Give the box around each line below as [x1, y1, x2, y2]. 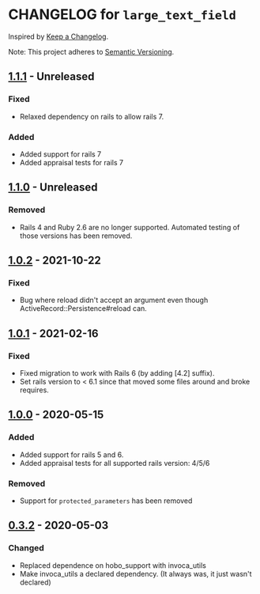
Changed [8, 543, 45, 554]
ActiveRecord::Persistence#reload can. [19, 304, 148, 313]
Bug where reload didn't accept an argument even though [19, 295, 209, 305]
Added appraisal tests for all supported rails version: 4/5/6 [19, 458, 210, 467]
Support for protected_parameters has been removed [19, 496, 193, 505]
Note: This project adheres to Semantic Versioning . [8, 47, 175, 56]
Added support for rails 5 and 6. [19, 449, 124, 460]
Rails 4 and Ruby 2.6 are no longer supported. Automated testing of [19, 222, 240, 232]
